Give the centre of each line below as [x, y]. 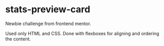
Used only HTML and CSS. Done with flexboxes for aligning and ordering [82, 33]
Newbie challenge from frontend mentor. [48, 24]
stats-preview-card [48, 9]
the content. [18, 39]
